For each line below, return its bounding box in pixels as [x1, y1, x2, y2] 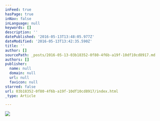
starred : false [5, 84, 36, 89]
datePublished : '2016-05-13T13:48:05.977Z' [5, 35, 95, 40]
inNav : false [5, 16, 32, 21]
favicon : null [9, 80, 38, 84]
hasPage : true [5, 12, 34, 17]
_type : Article [5, 93, 36, 98]
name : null [9, 66, 32, 71]
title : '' [5, 43, 25, 48]
